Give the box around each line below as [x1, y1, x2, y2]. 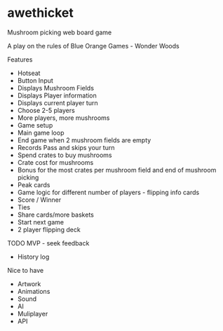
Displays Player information [17, 91, 97, 100]
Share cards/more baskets [17, 210, 95, 219]
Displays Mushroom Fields [17, 83, 95, 92]
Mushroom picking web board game [7, 28, 112, 36]
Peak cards [17, 180, 50, 189]
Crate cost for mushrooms [17, 158, 94, 166]
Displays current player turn [17, 98, 98, 107]
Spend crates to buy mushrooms [17, 151, 112, 159]
